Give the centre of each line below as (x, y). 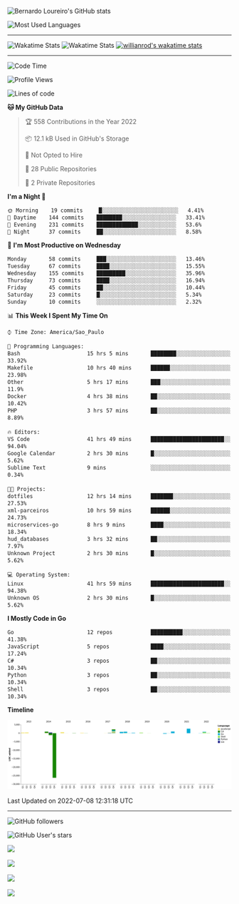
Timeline (21, 710)
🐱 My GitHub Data (36, 107)
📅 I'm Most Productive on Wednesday (64, 245)
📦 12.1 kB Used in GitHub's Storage (77, 138)
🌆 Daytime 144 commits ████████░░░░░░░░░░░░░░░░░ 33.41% (106, 218)
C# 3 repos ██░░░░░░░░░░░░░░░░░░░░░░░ (119, 661)
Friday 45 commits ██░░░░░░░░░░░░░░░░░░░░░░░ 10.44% (106, 288)
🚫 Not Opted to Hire (54, 155)
